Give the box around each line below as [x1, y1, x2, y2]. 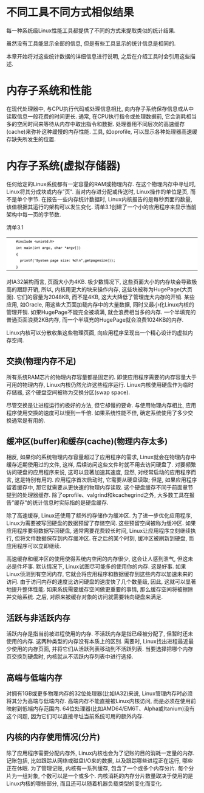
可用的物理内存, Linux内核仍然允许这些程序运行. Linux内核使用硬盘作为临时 [6, 381, 194, 388]
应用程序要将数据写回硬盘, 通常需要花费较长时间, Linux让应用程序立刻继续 [6, 527, 191, 535]
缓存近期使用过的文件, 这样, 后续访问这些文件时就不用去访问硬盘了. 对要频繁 [6, 461, 196, 468]
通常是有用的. [11, 417, 46, 424]
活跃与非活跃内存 [6, 612, 70, 623]
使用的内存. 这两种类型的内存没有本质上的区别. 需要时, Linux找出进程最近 [6, 638, 189, 645]
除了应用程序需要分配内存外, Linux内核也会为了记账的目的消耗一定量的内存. [6, 749, 195, 757]
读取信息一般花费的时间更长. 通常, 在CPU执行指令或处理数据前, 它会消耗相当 [6, 113, 197, 120]
